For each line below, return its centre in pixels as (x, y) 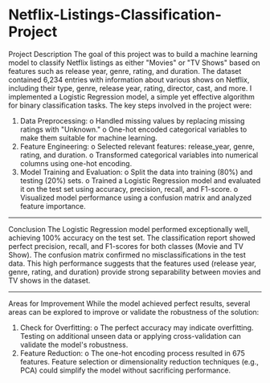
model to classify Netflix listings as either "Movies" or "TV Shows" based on (135, 63)
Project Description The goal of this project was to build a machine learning (133, 54)
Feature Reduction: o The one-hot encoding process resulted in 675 (132, 353)
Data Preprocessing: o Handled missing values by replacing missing (132, 120)
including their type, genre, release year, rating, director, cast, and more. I (130, 88)
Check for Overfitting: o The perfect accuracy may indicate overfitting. (137, 328)
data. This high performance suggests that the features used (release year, (133, 263)
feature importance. (53, 206)
